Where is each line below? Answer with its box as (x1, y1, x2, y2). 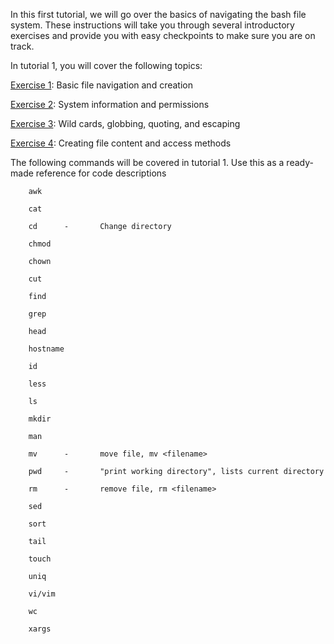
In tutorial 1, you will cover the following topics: (10, 60, 203, 71)
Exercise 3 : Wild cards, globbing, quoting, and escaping (10, 118, 241, 129)
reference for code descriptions (35, 167, 167, 179)
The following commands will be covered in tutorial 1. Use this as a (10, 157, 285, 168)
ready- (286, 157, 314, 168)
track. (10, 40, 35, 52)
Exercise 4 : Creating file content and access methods (10, 137, 232, 149)
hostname (28, 344, 65, 354)
